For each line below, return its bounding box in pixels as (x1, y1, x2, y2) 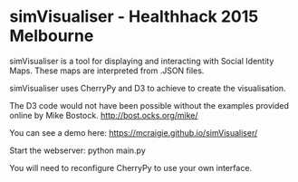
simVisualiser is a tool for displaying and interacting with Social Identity (9, 55, 274, 66)
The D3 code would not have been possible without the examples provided (9, 100, 290, 110)
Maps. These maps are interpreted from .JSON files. (9, 65, 205, 76)
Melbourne (9, 25, 94, 46)
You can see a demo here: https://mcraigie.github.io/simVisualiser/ (9, 127, 258, 138)
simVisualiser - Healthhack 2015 (9, 6, 259, 27)
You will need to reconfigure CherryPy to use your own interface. (9, 162, 252, 173)
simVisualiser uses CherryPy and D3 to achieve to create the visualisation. (9, 82, 287, 93)
